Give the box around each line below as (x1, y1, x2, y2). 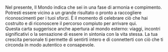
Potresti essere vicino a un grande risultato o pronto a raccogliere (5, 10, 142, 16)
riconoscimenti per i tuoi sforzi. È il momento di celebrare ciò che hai (5, 15, 148, 21)
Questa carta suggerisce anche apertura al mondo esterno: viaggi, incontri (5, 26, 160, 32)
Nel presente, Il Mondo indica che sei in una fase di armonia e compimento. (5, 5, 162, 10)
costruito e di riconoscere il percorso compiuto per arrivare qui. (5, 20, 137, 26)
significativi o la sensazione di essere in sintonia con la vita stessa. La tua (5, 31, 158, 37)
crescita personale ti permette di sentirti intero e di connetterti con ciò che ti (5, 36, 163, 42)
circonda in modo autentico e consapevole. (5, 42, 95, 47)
